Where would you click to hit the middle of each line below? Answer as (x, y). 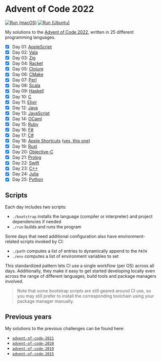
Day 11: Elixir (25, 102)
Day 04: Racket (28, 63)
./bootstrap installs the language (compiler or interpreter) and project (82, 217)
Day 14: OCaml (27, 119)
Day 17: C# (23, 135)
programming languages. (30, 37)
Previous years (29, 317)
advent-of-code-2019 (33, 349)
